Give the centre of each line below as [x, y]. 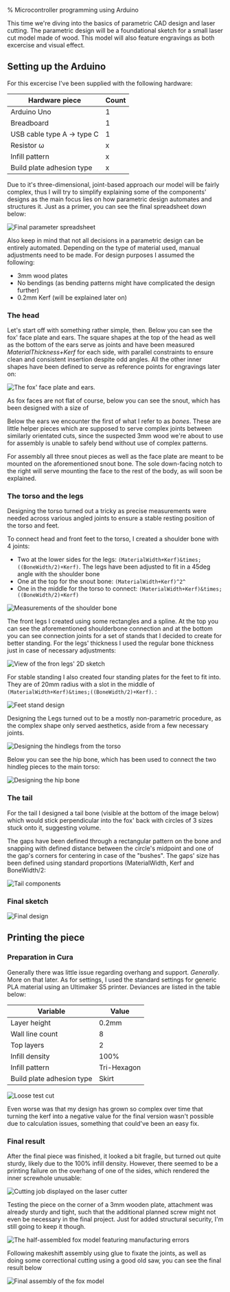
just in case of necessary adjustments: [62, 650]
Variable [51, 1011]
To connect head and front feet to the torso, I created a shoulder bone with [113, 539]
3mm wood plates [43, 275]
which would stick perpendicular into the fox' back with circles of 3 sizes [110, 820]
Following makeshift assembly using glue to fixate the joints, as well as [107, 1253]
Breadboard [30, 123]
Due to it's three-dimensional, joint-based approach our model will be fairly [113, 184]
